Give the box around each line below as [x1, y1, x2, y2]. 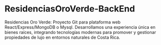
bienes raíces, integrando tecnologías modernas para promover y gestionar [4, 29, 157, 35]
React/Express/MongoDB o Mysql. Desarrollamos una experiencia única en [4, 24, 156, 30]
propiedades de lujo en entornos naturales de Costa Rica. [4, 34, 121, 40]
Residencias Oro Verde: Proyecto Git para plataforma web [4, 19, 121, 25]
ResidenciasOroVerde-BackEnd [4, 3, 135, 14]
